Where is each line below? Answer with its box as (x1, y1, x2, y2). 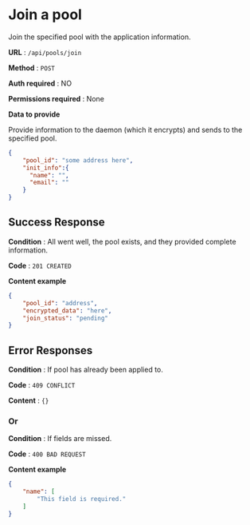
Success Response (8, 216, 105, 229)
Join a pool (8, 6, 82, 24)
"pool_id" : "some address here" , (22, 156, 134, 165)
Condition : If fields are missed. (8, 434, 112, 443)
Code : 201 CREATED (8, 261, 72, 270)
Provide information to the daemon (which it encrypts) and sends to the (8, 125, 243, 134)
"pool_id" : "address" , (22, 299, 98, 307)
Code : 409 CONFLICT (8, 380, 76, 390)
